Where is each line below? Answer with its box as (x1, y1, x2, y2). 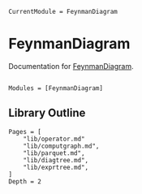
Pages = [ (8, 127, 42, 136)
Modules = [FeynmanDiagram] (8, 84, 104, 93)
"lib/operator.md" (23, 135, 85, 143)
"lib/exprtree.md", (23, 163, 89, 171)
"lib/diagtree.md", (23, 156, 89, 164)
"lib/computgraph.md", (23, 142, 100, 150)
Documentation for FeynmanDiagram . (8, 61, 134, 71)
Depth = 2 (8, 177, 42, 186)
